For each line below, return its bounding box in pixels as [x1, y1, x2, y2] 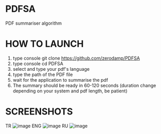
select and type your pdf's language [12, 66, 90, 72]
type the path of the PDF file [12, 71, 73, 78]
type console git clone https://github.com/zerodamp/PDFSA [12, 55, 140, 61]
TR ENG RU [5, 123, 68, 129]
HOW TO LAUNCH [5, 38, 84, 50]
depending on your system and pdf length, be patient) [12, 88, 128, 94]
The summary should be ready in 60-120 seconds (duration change [12, 82, 156, 88]
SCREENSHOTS [5, 106, 73, 118]
